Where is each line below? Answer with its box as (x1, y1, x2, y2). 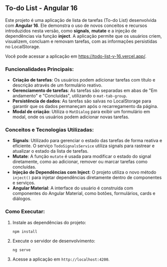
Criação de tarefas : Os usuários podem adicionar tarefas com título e (12, 77, 156, 83)
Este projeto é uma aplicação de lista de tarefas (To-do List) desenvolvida (5, 17, 157, 23)
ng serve (12, 247, 31, 253)
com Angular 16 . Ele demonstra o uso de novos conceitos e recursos (5, 22, 148, 28)
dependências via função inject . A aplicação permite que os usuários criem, (5, 33, 162, 39)
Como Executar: (5, 208, 45, 215)
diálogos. (12, 196, 31, 202)
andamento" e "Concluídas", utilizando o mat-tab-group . (12, 93, 128, 99)
